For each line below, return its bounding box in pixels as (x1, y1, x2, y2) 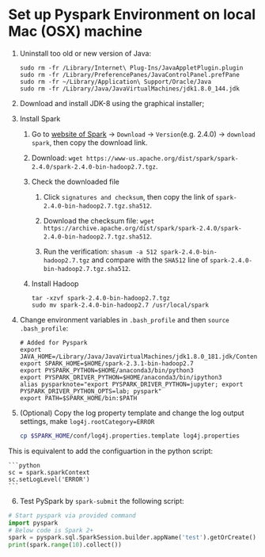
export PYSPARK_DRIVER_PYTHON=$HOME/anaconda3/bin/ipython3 (19, 373, 222, 381)
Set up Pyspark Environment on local (8, 6, 256, 24)
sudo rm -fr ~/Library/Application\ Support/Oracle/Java (19, 78, 212, 86)
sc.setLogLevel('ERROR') (8, 475, 90, 483)
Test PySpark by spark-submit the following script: (19, 496, 184, 505)
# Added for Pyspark (19, 338, 88, 346)
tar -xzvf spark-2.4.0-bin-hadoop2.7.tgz (31, 294, 170, 302)
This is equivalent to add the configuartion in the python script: (8, 446, 214, 456)
